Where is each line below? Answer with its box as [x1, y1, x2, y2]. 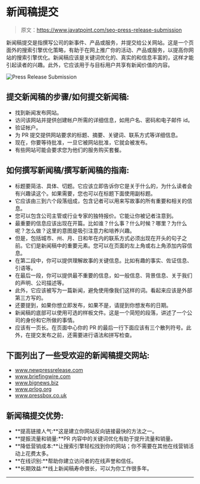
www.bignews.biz [14, 379, 59, 386]
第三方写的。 [14, 294, 46, 301]
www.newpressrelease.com [14, 367, 83, 374]
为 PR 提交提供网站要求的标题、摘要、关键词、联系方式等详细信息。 [14, 131, 182, 138]
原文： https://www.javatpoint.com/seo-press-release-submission [20, 26, 182, 33]
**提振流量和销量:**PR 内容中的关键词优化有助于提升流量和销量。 [14, 435, 176, 442]
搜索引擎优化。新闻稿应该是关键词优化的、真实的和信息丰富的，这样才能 [16, 54, 194, 61]
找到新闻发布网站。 [14, 108, 62, 116]
